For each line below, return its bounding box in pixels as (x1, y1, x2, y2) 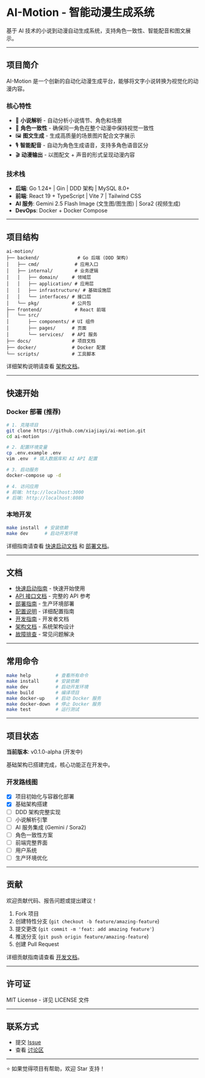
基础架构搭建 (15, 801, 48, 808)
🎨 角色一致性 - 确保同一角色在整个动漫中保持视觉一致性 (15, 125, 154, 132)
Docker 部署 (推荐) (6, 407, 61, 416)
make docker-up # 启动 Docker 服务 (6, 695, 102, 701)
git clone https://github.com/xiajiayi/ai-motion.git (6, 428, 146, 434)
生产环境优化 (15, 854, 48, 861)
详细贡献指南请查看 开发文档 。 (6, 953, 83, 961)
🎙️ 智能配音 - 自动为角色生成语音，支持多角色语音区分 (15, 142, 149, 149)
